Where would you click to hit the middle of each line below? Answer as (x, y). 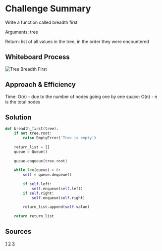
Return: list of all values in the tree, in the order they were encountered (77, 41)
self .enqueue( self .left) (57, 189)
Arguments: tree (22, 32)
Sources (18, 231)
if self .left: (37, 184)
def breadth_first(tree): (32, 129)
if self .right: (39, 193)
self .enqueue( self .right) (58, 198)
